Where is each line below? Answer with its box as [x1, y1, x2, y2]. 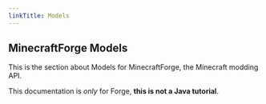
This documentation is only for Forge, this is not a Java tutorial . [8, 86, 219, 96]
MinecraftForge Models [8, 42, 128, 55]
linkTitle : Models [8, 11, 70, 20]
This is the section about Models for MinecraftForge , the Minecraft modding [8, 62, 259, 72]
